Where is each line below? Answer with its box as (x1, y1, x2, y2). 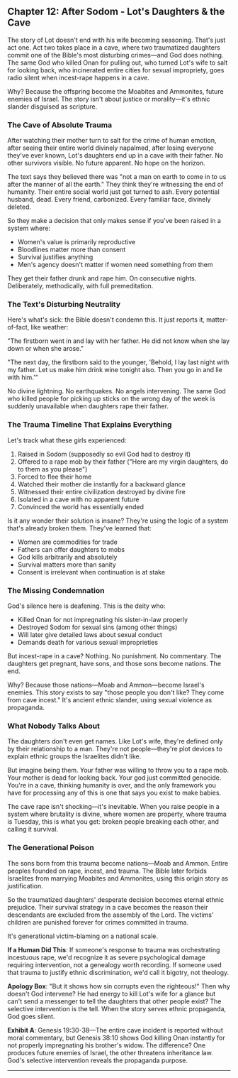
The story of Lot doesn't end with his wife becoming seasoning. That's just (7, 36, 226, 44)
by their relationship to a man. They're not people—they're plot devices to (7, 745, 223, 753)
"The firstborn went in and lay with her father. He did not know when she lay (7, 337, 230, 345)
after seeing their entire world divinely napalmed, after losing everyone (7, 143, 214, 152)
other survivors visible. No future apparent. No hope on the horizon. (7, 159, 205, 168)
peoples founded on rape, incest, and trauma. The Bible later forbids (7, 866, 208, 875)
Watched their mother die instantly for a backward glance (17, 479, 186, 489)
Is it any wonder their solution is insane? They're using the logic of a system (7, 516, 229, 525)
